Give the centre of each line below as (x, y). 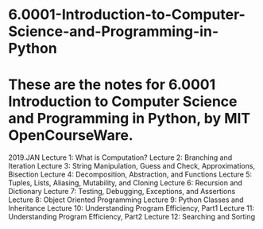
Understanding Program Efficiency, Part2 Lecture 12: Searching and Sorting (132, 217)
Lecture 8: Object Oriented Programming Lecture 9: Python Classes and (126, 200)
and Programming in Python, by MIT (130, 119)
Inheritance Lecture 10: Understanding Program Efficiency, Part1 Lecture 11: (131, 208)
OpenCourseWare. (71, 136)
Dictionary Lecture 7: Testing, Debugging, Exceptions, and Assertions (122, 192)
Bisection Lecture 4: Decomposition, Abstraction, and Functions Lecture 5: (130, 175)
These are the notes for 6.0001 (112, 85)
